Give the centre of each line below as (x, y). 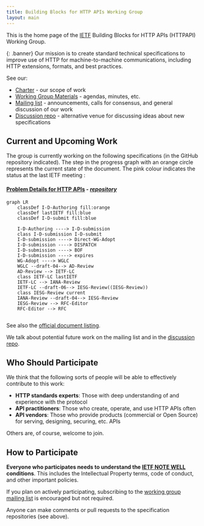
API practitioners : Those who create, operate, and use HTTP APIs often (105, 409)
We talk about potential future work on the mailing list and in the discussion (100, 337)
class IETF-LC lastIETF (47, 277)
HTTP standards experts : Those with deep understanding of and (97, 396)
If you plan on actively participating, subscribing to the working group (94, 492)
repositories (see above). (38, 517)
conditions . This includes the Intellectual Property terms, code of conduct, (100, 474)
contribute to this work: (36, 384)
